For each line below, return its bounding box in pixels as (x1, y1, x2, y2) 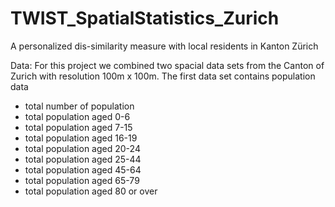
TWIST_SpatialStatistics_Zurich (10, 7, 280, 30)
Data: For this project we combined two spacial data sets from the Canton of (10, 59, 325, 71)
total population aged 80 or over (24, 185, 158, 197)
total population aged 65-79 (24, 174, 140, 186)
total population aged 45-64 (24, 163, 142, 176)
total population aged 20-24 (24, 142, 141, 154)
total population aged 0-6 (24, 110, 131, 122)
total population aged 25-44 (24, 153, 142, 165)
